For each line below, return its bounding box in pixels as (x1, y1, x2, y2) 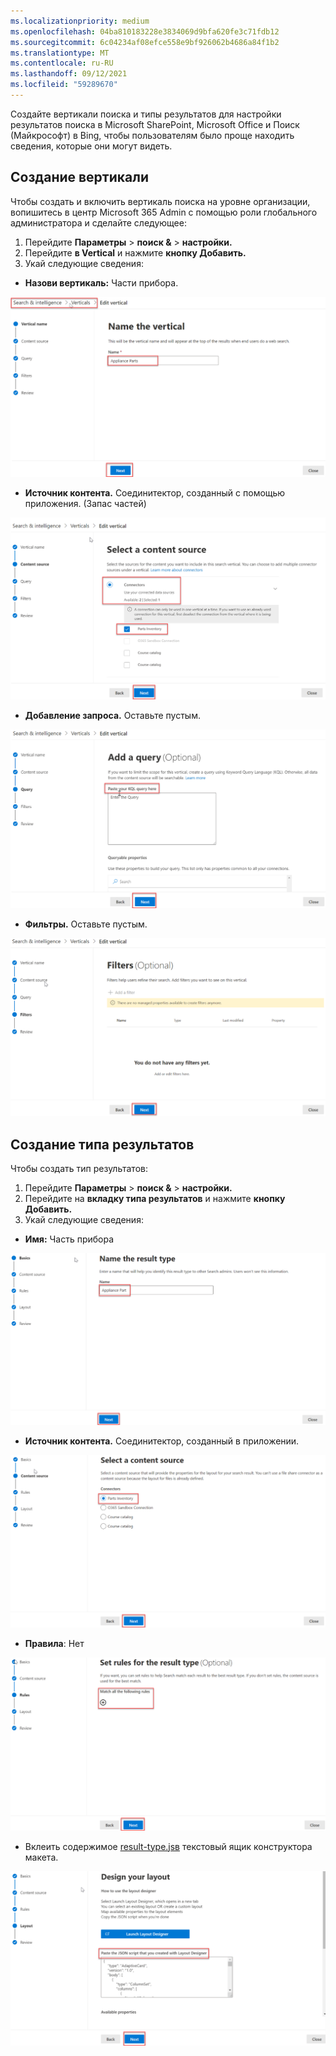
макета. (24, 1851, 59, 1863)
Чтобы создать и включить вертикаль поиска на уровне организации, (10, 195, 311, 207)
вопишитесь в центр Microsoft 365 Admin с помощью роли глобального (10, 206, 318, 218)
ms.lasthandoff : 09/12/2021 (10, 69, 128, 79)
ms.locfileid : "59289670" (10, 80, 118, 90)
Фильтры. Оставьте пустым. (24, 918, 148, 930)
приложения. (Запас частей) (24, 497, 147, 509)
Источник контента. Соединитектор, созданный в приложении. (24, 1435, 300, 1447)
